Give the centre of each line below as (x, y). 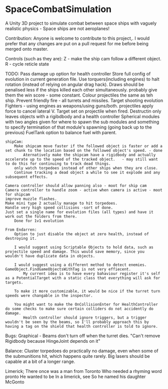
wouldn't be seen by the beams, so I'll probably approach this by (77, 322)
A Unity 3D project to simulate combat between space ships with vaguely (81, 23)
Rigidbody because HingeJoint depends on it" (53, 341)
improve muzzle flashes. (31, 199)
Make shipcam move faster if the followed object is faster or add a (89, 146)
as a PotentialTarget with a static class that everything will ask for (83, 278)
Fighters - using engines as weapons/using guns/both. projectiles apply (79, 106)
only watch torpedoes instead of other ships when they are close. (86, 168)
